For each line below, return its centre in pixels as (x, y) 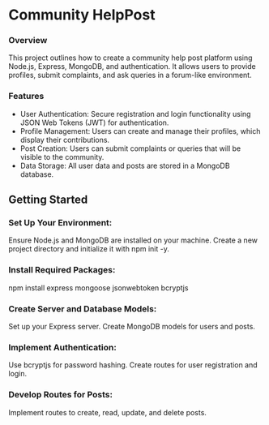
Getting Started (48, 200)
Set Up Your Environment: (60, 223)
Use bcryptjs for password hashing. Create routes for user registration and (133, 365)
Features (26, 97)
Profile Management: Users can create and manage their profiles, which (140, 131)
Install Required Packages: (62, 270)
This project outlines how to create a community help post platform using (130, 58)
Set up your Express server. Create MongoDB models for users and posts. (132, 327)
